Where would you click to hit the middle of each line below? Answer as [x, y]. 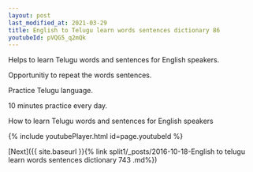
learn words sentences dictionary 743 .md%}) [83, 160]
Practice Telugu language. [50, 91]
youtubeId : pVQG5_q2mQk [47, 37]
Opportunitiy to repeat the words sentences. [80, 75]
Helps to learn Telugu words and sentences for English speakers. [114, 60]
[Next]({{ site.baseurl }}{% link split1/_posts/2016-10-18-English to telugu [127, 151]
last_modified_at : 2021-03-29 [58, 23]
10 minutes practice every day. [58, 106]
